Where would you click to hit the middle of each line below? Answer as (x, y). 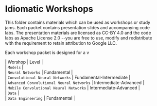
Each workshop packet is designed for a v (47, 53)
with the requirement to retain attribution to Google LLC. (61, 43)
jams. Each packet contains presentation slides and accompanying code (78, 27)
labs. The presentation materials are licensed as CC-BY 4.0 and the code (78, 33)
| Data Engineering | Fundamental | (40, 98)
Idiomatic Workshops (49, 9)
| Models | (14, 67)
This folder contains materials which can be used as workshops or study (78, 22)
